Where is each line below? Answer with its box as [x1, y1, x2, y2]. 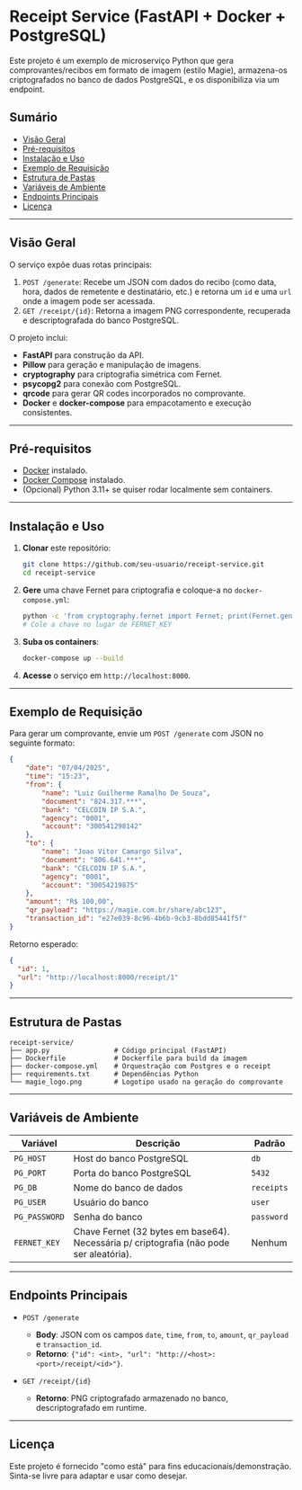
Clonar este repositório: [22, 542, 111, 554]
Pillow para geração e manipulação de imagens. [22, 359, 202, 370]
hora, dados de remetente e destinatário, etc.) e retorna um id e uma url [22, 286, 292, 297]
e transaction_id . [35, 1338, 102, 1350]
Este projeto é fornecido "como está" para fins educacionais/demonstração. [9, 1460, 292, 1471]
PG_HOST [13, 1153, 47, 1164]
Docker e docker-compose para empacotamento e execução [22, 397, 252, 408]
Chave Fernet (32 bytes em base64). [73, 1225, 230, 1237]
